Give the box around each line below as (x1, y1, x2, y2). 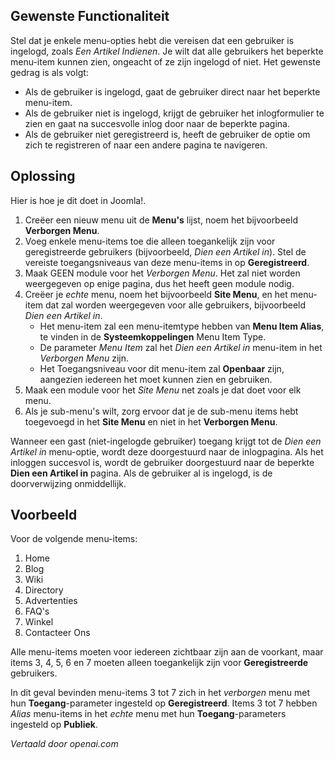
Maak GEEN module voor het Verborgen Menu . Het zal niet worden (24, 267, 301, 279)
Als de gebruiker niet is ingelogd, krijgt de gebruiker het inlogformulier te (24, 107, 325, 119)
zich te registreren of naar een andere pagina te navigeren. (24, 139, 268, 151)
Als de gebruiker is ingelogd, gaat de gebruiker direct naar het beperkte (24, 85, 321, 98)
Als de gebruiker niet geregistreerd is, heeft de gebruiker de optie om (24, 128, 311, 140)
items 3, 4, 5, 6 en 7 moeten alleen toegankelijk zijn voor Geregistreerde (10, 657, 309, 669)
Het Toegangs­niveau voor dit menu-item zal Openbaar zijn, (39, 362, 285, 374)
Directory (24, 584, 64, 596)
